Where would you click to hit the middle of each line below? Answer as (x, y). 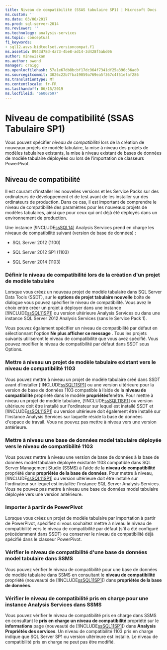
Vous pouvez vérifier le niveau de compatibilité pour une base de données (81, 569)
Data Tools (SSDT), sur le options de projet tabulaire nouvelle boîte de (78, 297)
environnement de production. (36, 218)
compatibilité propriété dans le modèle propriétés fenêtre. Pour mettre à (79, 395)
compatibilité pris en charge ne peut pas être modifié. (60, 642)
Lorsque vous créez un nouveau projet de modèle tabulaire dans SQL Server (83, 292)
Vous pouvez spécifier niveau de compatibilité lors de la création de (75, 142)
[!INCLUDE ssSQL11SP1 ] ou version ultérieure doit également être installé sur (83, 411)
